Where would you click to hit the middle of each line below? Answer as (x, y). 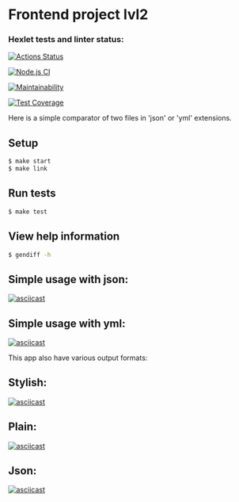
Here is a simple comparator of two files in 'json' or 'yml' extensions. (120, 118)
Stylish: (28, 383)
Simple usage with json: (68, 279)
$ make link (28, 169)
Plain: (23, 427)
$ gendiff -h (30, 255)
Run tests (32, 193)
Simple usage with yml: (67, 323)
